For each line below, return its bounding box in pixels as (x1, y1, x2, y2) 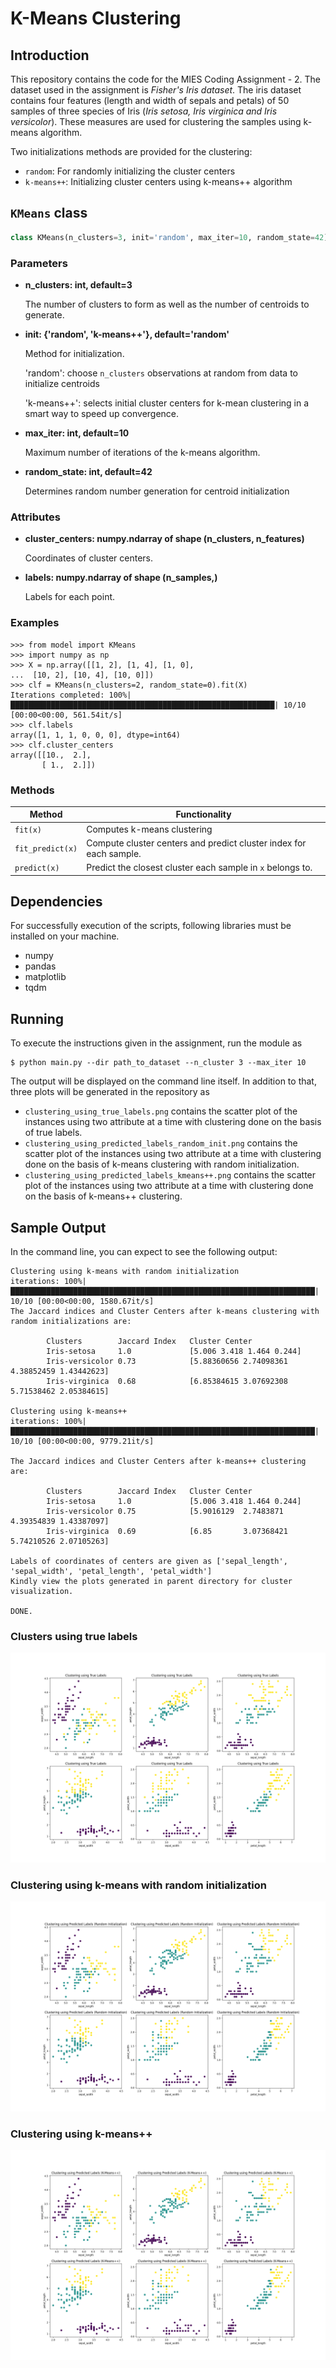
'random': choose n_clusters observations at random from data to (24, 367, 299, 379)
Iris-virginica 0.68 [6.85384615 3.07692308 (46, 1377, 288, 1387)
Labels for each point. (24, 591, 116, 603)
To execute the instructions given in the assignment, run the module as (10, 1037, 303, 1049)
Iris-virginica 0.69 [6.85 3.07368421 (46, 1527, 288, 1537)
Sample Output (10, 1219, 107, 1236)
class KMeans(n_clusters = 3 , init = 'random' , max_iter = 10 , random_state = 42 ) (10, 232, 329, 242)
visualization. (10, 1587, 74, 1597)
